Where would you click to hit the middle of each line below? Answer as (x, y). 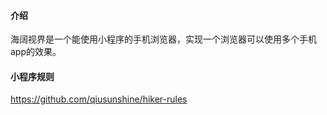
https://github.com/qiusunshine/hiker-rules (99, 99)
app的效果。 (36, 52)
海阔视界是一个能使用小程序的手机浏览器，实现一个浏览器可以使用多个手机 (163, 39)
